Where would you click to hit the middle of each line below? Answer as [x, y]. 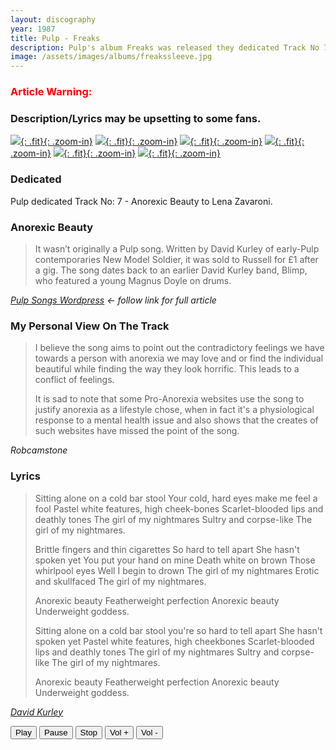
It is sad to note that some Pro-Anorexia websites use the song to [169, 399]
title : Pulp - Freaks [55, 38]
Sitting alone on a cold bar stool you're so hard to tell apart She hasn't [178, 630]
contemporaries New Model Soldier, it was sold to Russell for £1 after [176, 259]
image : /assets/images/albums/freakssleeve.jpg [111, 57]
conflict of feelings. [74, 380]
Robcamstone [39, 450]
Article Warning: [51, 92]
